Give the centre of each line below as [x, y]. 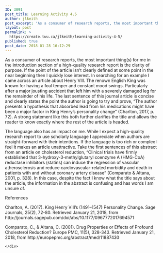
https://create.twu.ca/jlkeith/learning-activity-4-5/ [66, 37]
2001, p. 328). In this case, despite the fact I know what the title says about [80, 178]
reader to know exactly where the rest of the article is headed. [67, 122]
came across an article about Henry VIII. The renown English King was [75, 80]
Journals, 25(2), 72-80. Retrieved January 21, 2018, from [62, 212]
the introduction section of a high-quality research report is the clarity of [77, 65]
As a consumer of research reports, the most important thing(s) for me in [78, 59]
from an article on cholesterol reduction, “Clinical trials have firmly [71, 152]
